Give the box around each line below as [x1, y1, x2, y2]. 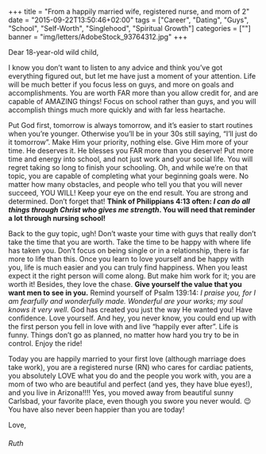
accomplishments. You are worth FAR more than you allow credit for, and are [8, 88, 259, 98]
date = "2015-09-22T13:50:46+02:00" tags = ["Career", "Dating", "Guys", [8, 15, 249, 25]
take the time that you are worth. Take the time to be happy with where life [8, 238, 252, 246]
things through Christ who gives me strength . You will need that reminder [8, 205, 256, 214]
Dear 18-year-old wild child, [8, 48, 99, 56]
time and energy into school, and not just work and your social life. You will [8, 154, 253, 164]
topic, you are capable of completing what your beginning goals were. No [8, 171, 249, 180]
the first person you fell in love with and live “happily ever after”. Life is [8, 322, 239, 331]
